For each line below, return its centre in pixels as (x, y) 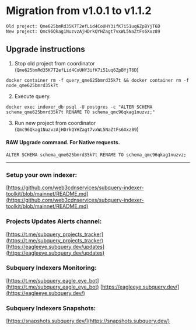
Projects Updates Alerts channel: (54, 221)
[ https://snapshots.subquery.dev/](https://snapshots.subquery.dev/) (88, 321)
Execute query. (33, 96)
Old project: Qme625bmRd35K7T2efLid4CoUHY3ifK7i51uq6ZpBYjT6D (83, 26)
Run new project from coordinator (55, 123)
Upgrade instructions (46, 49)
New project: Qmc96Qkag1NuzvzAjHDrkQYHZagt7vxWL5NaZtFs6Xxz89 (83, 31)
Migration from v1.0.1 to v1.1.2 (79, 11)
